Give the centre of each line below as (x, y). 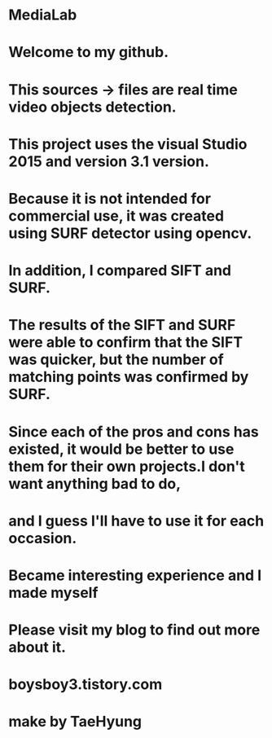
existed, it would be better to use (121, 449)
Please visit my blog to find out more (134, 630)
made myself (53, 593)
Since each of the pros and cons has (134, 431)
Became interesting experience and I (135, 575)
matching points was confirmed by (129, 377)
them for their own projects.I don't (127, 466)
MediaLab (43, 15)
